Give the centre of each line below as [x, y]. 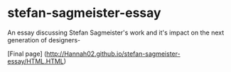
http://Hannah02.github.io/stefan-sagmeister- [113, 54]
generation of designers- [44, 40]
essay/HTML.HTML [36, 61]
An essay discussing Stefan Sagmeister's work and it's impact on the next [116, 32]
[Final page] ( [27, 54]
